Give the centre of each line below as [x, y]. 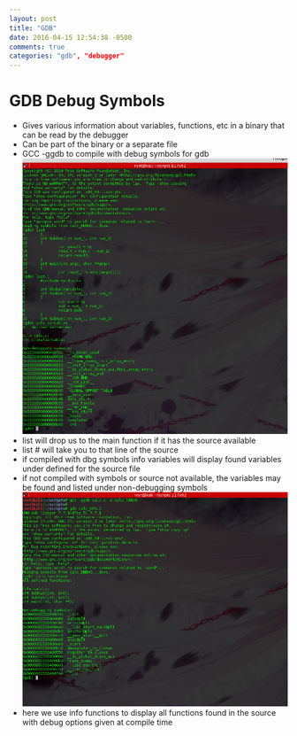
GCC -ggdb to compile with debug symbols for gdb [115, 154]
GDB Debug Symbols [87, 101]
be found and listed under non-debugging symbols [114, 487]
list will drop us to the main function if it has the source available [139, 440]
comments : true [37, 47]
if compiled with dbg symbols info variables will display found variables [152, 459]
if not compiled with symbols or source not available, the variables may [151, 477]
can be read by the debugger [75, 135]
